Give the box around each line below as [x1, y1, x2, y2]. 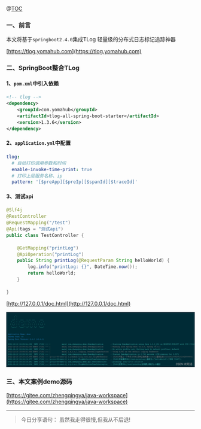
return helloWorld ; [28, 270, 77, 276]
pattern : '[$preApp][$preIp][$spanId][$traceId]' [11, 179, 138, 185]
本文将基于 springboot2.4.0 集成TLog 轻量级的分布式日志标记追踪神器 [6, 36, 176, 43]
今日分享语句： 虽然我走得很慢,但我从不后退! [20, 416, 130, 423]
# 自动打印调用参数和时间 [11, 160, 66, 166]
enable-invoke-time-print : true [11, 166, 93, 172]
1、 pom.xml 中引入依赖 [6, 80, 59, 87]
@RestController [6, 214, 47, 220]
